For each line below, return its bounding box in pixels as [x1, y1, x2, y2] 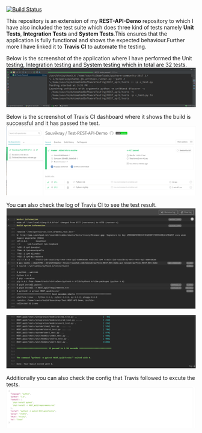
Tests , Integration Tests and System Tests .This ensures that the [6, 30, 167, 37]
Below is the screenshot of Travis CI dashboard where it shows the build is [6, 113, 191, 121]
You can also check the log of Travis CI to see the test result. [6, 201, 157, 208]
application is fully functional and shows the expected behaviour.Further [6, 37, 185, 43]
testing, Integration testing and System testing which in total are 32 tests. [6, 61, 188, 68]
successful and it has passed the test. [6, 119, 100, 127]
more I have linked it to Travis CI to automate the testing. [6, 43, 147, 50]
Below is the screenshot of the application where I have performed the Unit [6, 55, 192, 62]
